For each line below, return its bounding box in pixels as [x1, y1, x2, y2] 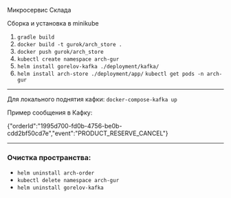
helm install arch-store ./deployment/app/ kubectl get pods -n [16, 70, 204, 77]
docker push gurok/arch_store [16, 48, 104, 55]
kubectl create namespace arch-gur [16, 56, 120, 63]
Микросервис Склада [7, 6, 71, 14]
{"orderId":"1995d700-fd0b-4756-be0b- [7, 122, 122, 130]
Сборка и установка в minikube [7, 19, 99, 27]
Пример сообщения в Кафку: [7, 108, 93, 117]
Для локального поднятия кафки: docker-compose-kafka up [7, 95, 177, 103]
